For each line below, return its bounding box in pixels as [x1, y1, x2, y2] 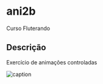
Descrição [6, 42, 46, 53]
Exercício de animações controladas [6, 58, 98, 66]
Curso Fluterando [6, 25, 51, 32]
